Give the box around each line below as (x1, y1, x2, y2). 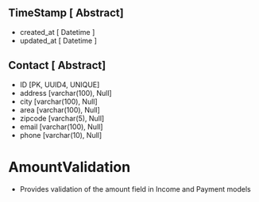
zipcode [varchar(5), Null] (19, 113, 105, 123)
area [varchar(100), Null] (19, 105, 101, 114)
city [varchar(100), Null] (19, 97, 98, 106)
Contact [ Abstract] (8, 59, 106, 72)
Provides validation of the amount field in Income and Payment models (19, 184, 252, 193)
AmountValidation (8, 158, 131, 176)
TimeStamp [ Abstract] (8, 6, 125, 20)
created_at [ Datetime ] (19, 27, 95, 36)
